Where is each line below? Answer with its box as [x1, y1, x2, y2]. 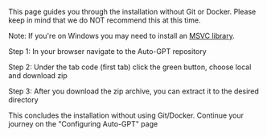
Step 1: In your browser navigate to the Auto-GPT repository [8, 47, 207, 56]
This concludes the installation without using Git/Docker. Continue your [8, 110, 244, 120]
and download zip [8, 71, 68, 80]
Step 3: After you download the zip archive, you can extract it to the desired [8, 86, 260, 96]
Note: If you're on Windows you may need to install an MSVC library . [8, 31, 235, 40]
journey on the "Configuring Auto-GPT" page [8, 119, 158, 128]
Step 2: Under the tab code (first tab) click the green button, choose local [8, 62, 252, 72]
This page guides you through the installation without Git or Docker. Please [8, 7, 257, 16]
